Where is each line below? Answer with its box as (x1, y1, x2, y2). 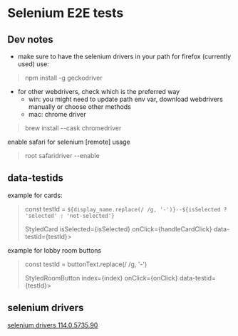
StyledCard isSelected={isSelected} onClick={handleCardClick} (24, 224, 212, 233)
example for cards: (7, 191, 63, 199)
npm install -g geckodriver (24, 73, 103, 82)
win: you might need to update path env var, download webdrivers (28, 95, 223, 103)
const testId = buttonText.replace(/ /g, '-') (24, 260, 148, 268)
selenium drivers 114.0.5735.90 (7, 320, 98, 329)
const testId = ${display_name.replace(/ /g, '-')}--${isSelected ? (24, 204, 227, 213)
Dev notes (7, 33, 53, 46)
